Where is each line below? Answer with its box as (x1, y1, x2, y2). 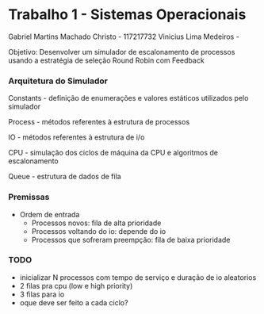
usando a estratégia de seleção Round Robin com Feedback (8, 56, 205, 65)
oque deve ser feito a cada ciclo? (19, 297, 128, 307)
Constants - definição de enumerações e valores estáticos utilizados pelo (8, 94, 249, 103)
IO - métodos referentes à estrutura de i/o (8, 132, 145, 142)
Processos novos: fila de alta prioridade (31, 218, 162, 228)
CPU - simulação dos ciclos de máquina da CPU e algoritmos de (8, 148, 219, 158)
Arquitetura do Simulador (8, 75, 109, 86)
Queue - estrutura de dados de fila (8, 172, 121, 182)
